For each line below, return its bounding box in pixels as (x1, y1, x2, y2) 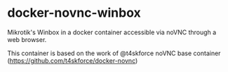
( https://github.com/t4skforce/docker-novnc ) (7, 56, 138, 64)
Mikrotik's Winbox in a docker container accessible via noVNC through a (7, 28, 217, 36)
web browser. (7, 35, 47, 43)
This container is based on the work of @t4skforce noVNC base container (7, 49, 221, 57)
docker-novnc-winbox (7, 5, 142, 21)
